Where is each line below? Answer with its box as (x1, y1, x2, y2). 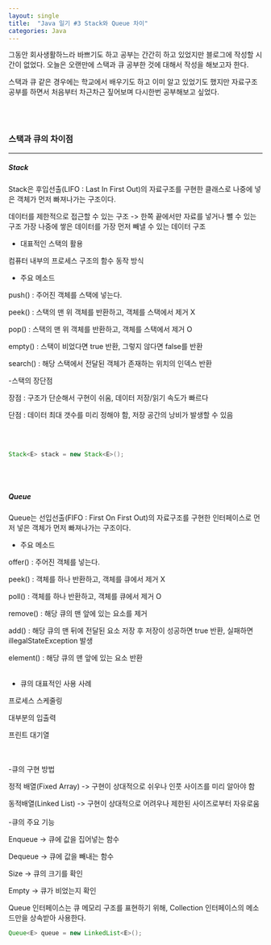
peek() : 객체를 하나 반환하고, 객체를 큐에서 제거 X (8, 574, 165, 585)
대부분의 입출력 (8, 713, 56, 722)
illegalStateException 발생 (8, 636, 94, 646)
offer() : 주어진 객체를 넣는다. (8, 557, 101, 567)
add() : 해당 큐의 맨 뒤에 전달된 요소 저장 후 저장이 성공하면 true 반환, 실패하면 (8, 626, 254, 635)
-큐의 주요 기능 (8, 818, 55, 827)
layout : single (8, 11, 60, 20)
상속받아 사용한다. (29, 913, 86, 923)
